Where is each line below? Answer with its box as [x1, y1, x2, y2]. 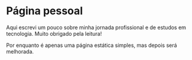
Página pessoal [6, 4, 83, 18]
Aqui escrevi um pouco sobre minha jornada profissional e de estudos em [6, 24, 187, 31]
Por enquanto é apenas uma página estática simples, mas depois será [6, 42, 177, 49]
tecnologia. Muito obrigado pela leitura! [6, 30, 102, 37]
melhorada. [6, 48, 34, 55]
